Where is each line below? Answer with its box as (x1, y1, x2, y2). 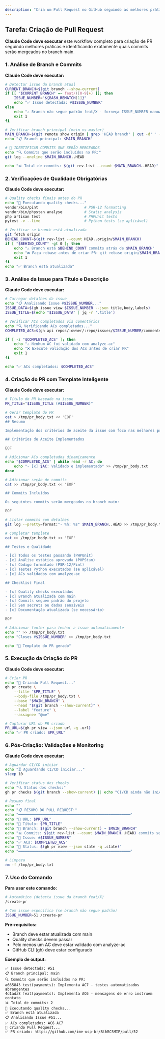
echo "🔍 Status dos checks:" (5, 785, 66, 790)
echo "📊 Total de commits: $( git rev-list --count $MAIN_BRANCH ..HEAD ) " (5, 163, 159, 168)
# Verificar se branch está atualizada (5, 227, 87, 233)
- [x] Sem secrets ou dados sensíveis (5, 603, 84, 608)
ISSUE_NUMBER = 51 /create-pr (5, 913, 63, 917)
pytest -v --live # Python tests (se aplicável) (5, 218, 148, 224)
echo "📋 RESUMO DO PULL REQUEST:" (5, 808, 78, 813)
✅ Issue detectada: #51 (5, 966, 55, 971)
